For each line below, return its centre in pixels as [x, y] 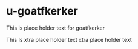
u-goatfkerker [42, 11]
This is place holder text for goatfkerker [55, 28]
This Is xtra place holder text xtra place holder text [69, 39]
